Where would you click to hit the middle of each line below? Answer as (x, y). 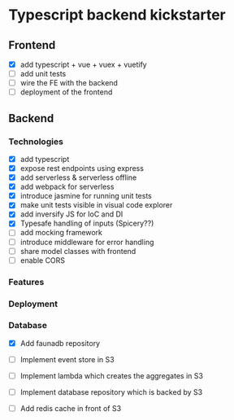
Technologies (36, 142)
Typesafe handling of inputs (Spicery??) (87, 223)
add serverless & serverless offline (78, 177)
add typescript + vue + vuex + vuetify (84, 64)
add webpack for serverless (67, 187)
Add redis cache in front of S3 (71, 409)
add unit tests (43, 74)
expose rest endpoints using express (82, 168)
